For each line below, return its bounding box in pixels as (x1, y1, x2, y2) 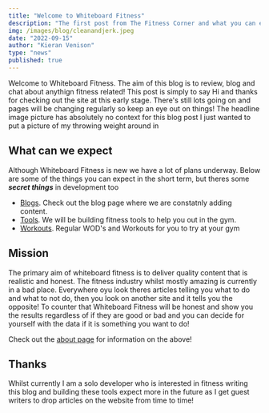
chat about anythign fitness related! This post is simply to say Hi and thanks (8, 86, 258, 96)
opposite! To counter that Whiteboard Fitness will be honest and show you (8, 302, 254, 311)
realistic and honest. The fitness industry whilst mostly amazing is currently (8, 276, 258, 286)
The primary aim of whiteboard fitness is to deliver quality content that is (8, 267, 248, 277)
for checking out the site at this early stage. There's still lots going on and (8, 95, 251, 105)
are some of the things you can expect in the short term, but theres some (8, 174, 250, 183)
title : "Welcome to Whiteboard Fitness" (8, 11, 146, 20)
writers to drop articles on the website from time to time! (8, 395, 195, 405)
